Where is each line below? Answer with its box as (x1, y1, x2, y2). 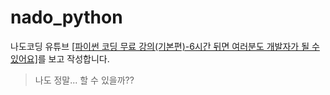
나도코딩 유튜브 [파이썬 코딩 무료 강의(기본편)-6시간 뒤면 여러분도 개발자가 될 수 (10, 40, 320, 52)
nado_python (10, 6, 123, 29)
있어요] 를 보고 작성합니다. (10, 52, 110, 65)
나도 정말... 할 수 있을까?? (34, 74, 135, 86)
